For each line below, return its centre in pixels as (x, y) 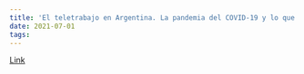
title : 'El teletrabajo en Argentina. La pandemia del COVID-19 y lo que (152, 18)
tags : (20, 34)
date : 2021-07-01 (42, 26)
